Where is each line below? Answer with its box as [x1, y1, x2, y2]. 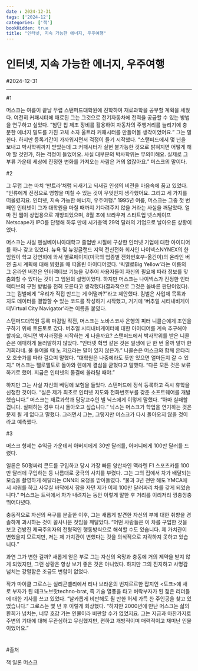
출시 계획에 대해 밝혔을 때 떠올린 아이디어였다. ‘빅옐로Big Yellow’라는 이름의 [12, 261, 187, 268]
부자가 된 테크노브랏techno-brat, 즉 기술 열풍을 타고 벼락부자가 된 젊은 [12, 588, 175, 595]
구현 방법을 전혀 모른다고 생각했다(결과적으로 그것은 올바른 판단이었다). [26, 283, 190, 290]
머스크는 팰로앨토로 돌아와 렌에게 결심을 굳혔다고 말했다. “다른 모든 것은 [15, 361, 180, 368]
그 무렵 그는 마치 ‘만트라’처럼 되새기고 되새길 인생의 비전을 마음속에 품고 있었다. [6, 182, 188, 189]
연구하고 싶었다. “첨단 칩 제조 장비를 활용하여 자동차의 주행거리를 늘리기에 [12, 121, 181, 128]
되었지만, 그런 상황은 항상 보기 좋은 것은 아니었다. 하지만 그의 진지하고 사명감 [12, 560, 189, 568]
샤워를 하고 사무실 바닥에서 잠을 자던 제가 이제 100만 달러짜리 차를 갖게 [12, 484, 175, 491]
